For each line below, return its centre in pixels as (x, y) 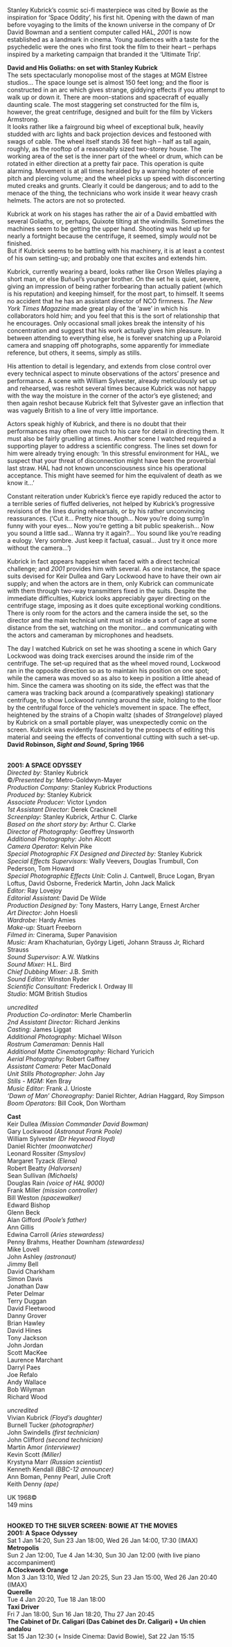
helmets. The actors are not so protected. (66, 200)
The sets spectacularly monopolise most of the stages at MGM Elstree (107, 75)
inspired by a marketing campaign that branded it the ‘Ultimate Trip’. (104, 54)
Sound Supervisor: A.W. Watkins (53, 957)
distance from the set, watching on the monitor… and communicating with (113, 628)
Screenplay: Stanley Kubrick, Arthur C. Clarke (72, 817)
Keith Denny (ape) (33, 1484)
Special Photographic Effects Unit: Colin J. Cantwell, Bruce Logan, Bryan (111, 876)
